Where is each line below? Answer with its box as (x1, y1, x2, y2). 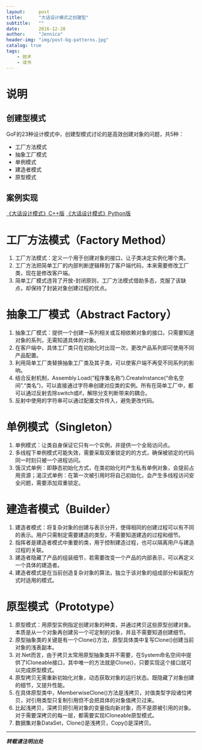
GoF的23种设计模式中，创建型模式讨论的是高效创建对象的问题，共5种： (6, 130, 185, 138)
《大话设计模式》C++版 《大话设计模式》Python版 (6, 210, 131, 217)
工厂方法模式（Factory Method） (6, 233, 173, 247)
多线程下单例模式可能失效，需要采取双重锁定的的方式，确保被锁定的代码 (14, 449, 194, 457)
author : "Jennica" (6, 31, 63, 37)
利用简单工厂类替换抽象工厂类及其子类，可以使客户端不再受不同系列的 (14, 359, 189, 367)
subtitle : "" (6, 20, 44, 26)
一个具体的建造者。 (14, 562, 63, 569)
